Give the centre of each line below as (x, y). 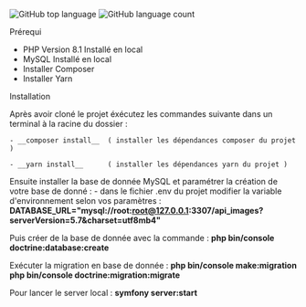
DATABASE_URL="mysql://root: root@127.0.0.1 (99, 211)
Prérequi (26, 32)
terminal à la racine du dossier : (69, 124)
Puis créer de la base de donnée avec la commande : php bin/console (142, 238)
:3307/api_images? (226, 211)
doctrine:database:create (59, 248)
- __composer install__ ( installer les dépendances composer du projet (153, 141)
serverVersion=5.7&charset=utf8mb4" (85, 220)
